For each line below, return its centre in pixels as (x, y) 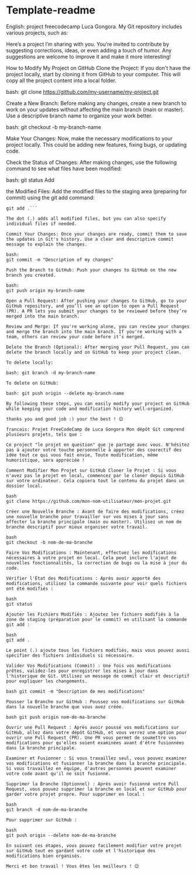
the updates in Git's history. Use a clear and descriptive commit (90, 239)
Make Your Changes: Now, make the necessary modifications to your (89, 138)
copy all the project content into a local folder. (61, 80)
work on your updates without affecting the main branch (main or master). (95, 109)
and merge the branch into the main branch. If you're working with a (94, 332)
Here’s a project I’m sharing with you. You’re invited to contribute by (88, 44)
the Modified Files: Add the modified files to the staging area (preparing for (97, 191)
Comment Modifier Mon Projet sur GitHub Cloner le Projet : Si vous (91, 470)
